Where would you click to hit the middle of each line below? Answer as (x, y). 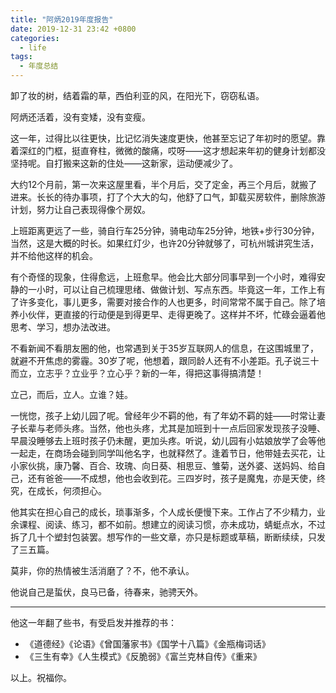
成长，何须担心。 (71, 490)
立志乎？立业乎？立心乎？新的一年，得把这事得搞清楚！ (150, 373)
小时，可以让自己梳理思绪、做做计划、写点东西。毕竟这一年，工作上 (176, 289)
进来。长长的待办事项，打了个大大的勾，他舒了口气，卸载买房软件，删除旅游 (168, 197)
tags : (21, 57)
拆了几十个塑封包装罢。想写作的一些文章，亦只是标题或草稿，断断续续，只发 (168, 537)
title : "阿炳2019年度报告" (62, 19)
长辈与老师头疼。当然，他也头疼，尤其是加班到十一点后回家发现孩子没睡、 (172, 428)
